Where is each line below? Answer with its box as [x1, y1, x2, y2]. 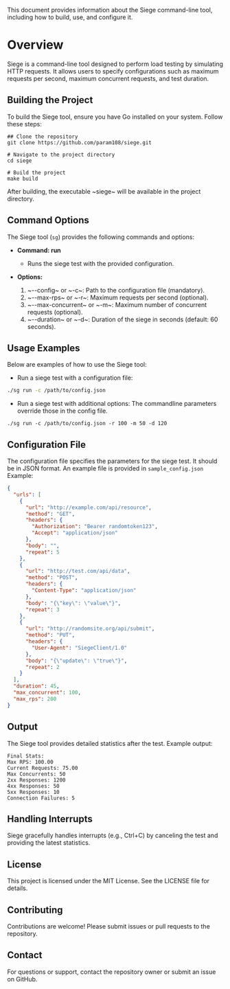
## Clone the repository [7, 133, 78, 140]
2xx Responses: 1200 [7, 776, 67, 784]
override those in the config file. [16, 407, 108, 415]
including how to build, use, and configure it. [7, 13, 133, 21]
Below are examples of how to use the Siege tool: [7, 361, 148, 369]
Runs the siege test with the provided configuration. [27, 259, 174, 267]
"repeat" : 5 [25, 549, 60, 556]
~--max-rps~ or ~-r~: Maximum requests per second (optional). [27, 293, 209, 302]
